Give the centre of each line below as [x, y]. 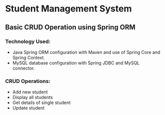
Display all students [32, 97]
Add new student [30, 92]
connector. [23, 68]
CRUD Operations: [28, 81]
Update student [28, 108]
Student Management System [68, 9]
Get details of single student [41, 102]
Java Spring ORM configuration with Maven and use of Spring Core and [86, 52]
